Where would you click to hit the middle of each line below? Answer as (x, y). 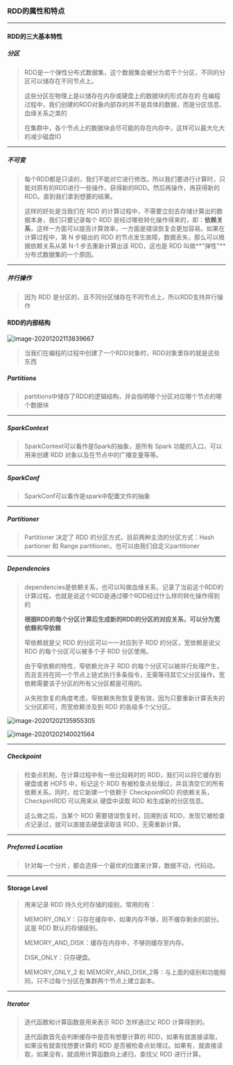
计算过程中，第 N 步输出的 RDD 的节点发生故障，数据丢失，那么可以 (121, 237)
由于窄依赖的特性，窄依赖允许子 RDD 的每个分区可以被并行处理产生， (123, 666)
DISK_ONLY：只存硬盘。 (59, 957)
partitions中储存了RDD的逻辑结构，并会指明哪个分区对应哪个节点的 (120, 396)
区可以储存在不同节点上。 (61, 80)
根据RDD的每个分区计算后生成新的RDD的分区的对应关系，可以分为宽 (122, 619)
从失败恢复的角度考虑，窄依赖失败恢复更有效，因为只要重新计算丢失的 (124, 698)
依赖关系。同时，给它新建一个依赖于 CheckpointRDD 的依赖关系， (119, 792)
